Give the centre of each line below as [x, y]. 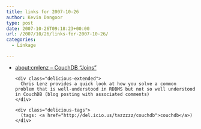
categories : [21, 40]
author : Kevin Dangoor [34, 17]
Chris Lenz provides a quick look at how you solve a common [99, 84]
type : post [20, 23]
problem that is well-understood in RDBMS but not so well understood [105, 89]
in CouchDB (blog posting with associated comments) [82, 94]
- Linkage [24, 46]
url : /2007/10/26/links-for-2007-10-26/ [58, 34]
